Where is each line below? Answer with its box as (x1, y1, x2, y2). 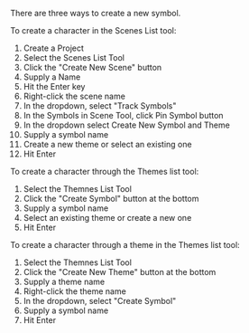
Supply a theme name (23, 276, 106, 287)
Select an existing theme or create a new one (23, 213, 192, 223)
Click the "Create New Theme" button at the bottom (23, 267, 217, 277)
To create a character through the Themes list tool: (10, 166, 199, 176)
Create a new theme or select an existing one (23, 139, 192, 149)
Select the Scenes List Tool (23, 52, 125, 62)
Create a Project (23, 43, 85, 53)
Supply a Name (23, 71, 81, 82)
